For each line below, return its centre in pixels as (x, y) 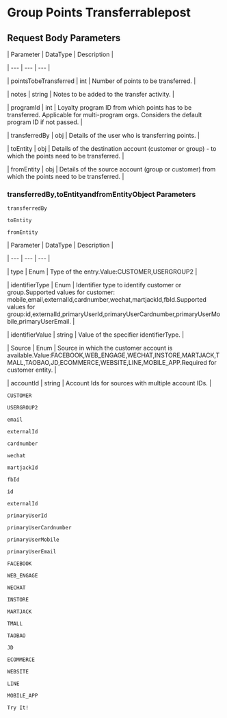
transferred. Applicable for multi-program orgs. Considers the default (105, 115)
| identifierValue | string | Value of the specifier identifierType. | (96, 335)
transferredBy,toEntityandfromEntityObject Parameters (102, 194)
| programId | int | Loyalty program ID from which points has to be (99, 107)
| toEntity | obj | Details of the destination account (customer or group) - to (112, 148)
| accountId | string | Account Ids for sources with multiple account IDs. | (109, 383)
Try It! (18, 708)
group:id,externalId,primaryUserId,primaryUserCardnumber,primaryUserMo (114, 314)
